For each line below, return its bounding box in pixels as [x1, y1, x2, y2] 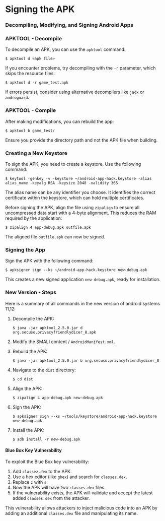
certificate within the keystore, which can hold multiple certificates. [5, 195, 145, 201]
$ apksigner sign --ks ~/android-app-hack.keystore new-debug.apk [5, 268, 147, 273]
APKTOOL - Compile [5, 107, 56, 114]
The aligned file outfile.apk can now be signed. [5, 234, 106, 240]
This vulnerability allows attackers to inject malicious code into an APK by [5, 505, 157, 511]
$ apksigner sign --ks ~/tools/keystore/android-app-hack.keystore [12, 414, 157, 419]
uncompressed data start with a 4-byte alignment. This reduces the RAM [5, 210, 156, 216]
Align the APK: [12, 385, 43, 392]
